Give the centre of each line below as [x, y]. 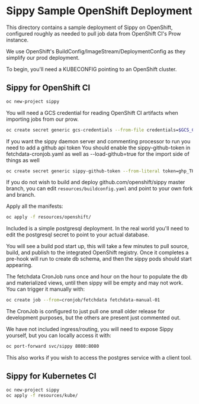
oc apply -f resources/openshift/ [49, 217]
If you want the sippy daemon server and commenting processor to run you [98, 141]
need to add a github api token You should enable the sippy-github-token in [98, 148]
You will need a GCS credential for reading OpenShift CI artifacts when [92, 113]
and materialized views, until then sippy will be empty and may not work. [95, 283]
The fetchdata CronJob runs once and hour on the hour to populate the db [97, 277]
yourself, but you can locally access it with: [59, 335]
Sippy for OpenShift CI [48, 88]
